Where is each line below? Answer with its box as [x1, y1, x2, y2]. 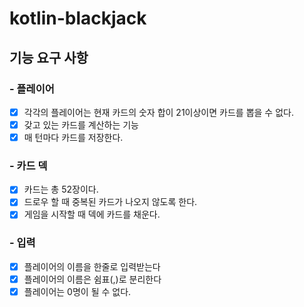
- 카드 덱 [9, 158, 48, 172]
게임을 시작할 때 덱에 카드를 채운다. [23, 208, 161, 221]
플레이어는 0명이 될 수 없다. [23, 285, 132, 297]
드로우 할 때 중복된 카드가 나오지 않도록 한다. [23, 196, 198, 208]
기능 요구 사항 [9, 49, 89, 66]
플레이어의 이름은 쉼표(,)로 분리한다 [23, 273, 162, 285]
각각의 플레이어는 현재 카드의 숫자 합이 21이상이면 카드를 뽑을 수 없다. [23, 106, 294, 118]
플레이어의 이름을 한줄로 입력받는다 [23, 260, 161, 272]
